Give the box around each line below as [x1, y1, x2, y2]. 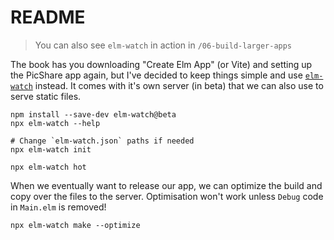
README [10, 6, 86, 29]
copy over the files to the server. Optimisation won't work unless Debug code [10, 190, 324, 202]
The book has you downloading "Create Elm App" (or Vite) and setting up [10, 58, 313, 70]
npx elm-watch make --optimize [10, 220, 141, 230]
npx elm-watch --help [10, 118, 101, 128]
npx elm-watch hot [10, 162, 87, 172]
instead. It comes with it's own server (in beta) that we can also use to [34, 79, 324, 91]
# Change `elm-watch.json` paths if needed [10, 136, 195, 146]
